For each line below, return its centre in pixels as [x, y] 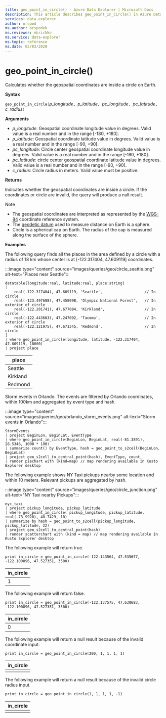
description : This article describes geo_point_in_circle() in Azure [78, 14]
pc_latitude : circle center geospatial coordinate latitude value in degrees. [86, 160]
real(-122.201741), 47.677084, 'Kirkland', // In [85, 309]
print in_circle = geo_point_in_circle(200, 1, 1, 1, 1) [65, 653]
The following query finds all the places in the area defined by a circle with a [83, 254]
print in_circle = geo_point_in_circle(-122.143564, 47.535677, [73, 557]
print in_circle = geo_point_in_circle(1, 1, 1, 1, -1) [64, 694]
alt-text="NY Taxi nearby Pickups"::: [42, 494]
